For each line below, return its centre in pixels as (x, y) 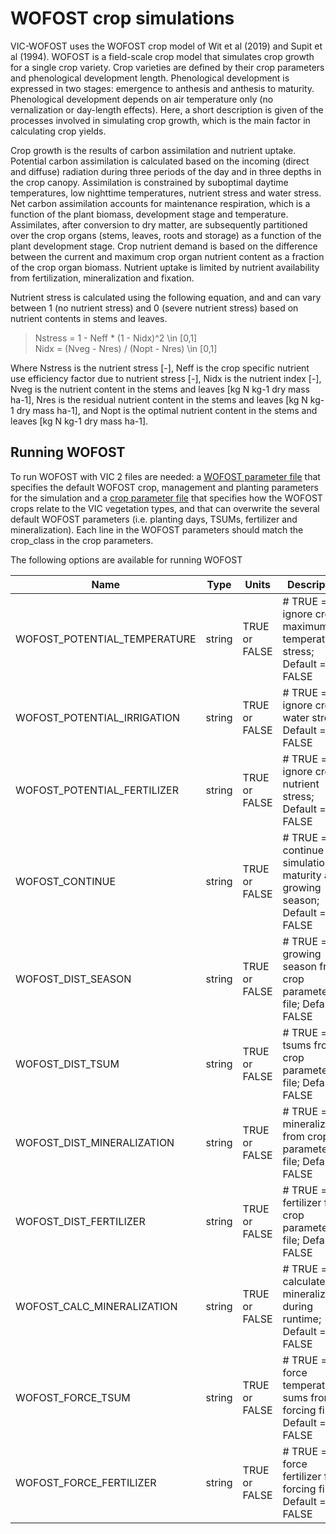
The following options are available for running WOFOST (126, 559)
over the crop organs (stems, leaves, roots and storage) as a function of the (166, 235)
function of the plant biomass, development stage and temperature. (149, 214)
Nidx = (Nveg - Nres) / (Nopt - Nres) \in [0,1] (126, 348)
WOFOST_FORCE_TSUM (73, 1397)
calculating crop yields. (58, 131)
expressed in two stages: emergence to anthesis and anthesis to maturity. (162, 88)
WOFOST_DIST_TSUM (67, 1064)
